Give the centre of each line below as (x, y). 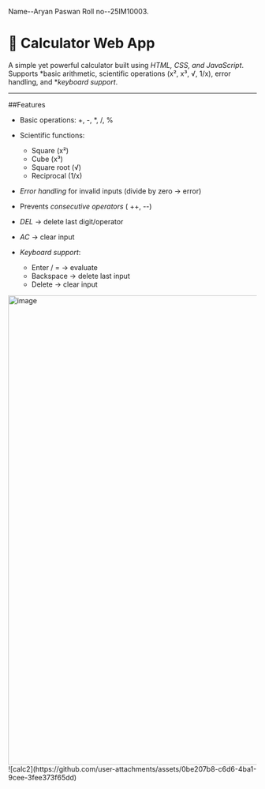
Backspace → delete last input (80, 276)
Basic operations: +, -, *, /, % (66, 120)
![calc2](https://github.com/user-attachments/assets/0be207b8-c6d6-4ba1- (132, 768)
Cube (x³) (47, 159)
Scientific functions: (52, 135)
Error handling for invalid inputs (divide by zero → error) (110, 191)
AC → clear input (47, 237)
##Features (27, 104)
